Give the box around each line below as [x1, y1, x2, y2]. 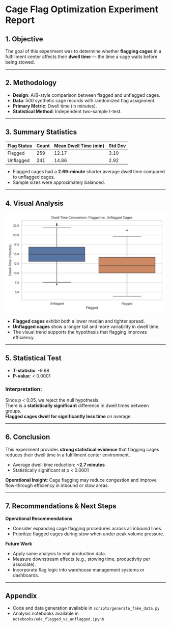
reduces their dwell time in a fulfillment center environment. [5, 452, 130, 458]
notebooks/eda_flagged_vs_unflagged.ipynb [12, 617, 104, 622]
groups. [5, 408, 22, 414]
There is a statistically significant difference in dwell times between [5, 402, 149, 408]
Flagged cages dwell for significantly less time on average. [5, 414, 132, 420]
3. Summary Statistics [5, 128, 77, 137]
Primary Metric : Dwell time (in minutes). [12, 103, 97, 109]
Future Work [5, 540, 32, 547]
